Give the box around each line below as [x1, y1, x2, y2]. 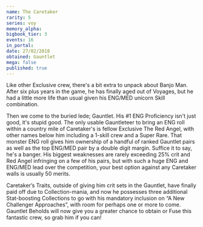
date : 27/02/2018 [6, 48, 50, 54]
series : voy [6, 20, 36, 26]
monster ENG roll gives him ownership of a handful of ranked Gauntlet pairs [6, 138, 195, 145]
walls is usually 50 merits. [6, 170, 71, 177]
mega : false [6, 59, 36, 65]
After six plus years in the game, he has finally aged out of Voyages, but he [6, 88, 194, 95]
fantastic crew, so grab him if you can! [6, 214, 102, 221]
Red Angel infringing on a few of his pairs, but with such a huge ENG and [6, 158, 188, 165]
